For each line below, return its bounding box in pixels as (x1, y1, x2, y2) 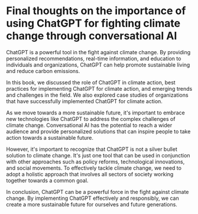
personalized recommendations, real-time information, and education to (6, 55, 181, 62)
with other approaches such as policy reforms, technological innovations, (6, 158, 185, 165)
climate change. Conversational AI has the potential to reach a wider (6, 121, 173, 129)
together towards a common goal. (6, 177, 89, 184)
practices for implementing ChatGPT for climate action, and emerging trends (6, 85, 193, 92)
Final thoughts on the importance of (6, 4, 186, 18)
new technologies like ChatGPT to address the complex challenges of (6, 115, 176, 122)
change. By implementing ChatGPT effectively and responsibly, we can (6, 195, 179, 202)
